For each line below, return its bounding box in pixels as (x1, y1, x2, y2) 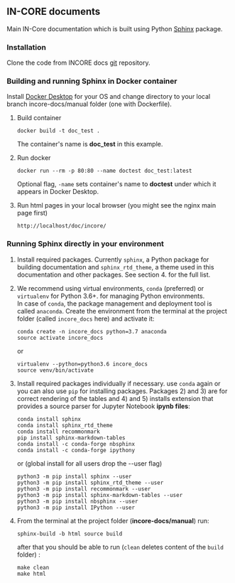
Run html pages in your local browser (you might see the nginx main (16, 201, 217, 210)
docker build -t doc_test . (16, 127, 100, 134)
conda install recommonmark (16, 428, 100, 435)
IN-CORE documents (6, 6, 101, 18)
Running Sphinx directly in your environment (6, 239, 165, 249)
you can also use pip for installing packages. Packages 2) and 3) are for (16, 387, 228, 395)
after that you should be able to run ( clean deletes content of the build (16, 542, 224, 551)
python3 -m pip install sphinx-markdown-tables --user (16, 491, 183, 498)
